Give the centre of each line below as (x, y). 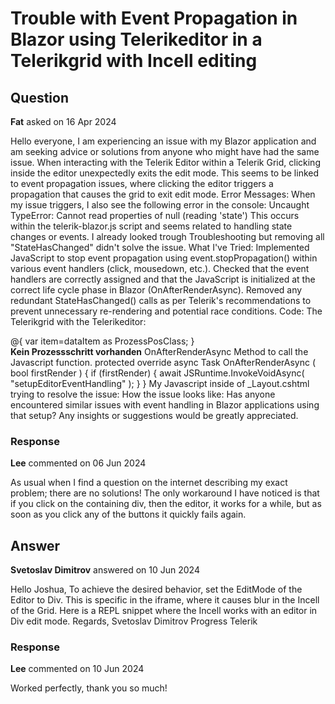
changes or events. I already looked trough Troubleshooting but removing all (167, 236)
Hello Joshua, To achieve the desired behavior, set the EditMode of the (156, 589)
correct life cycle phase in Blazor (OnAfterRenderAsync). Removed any (156, 290)
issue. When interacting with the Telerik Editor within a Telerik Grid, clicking (165, 162)
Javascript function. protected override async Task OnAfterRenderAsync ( (163, 362)
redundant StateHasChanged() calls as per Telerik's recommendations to (161, 300)
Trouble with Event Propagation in (154, 18)
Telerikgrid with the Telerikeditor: (78, 321)
